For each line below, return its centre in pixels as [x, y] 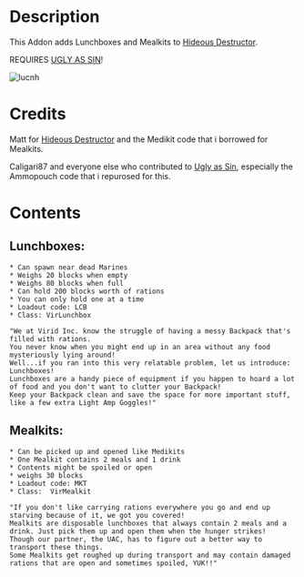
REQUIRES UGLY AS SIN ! [56, 59]
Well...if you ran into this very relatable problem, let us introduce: [150, 363]
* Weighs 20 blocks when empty [69, 275]
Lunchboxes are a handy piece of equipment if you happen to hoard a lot [152, 379]
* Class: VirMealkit [51, 491]
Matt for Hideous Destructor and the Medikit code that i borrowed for [139, 139]
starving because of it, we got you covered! [97, 515]
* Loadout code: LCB [49, 307]
